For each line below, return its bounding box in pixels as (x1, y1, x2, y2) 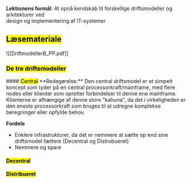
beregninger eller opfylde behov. (6, 109, 85, 116)
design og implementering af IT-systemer (6, 18, 107, 24)
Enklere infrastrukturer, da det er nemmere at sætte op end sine (14, 132, 169, 139)
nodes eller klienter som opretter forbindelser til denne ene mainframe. (6, 90, 177, 97)
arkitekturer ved (6, 11, 45, 18)
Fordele (6, 120, 25, 127)
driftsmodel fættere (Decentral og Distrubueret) (14, 137, 129, 145)
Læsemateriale (6, 34, 62, 44)
